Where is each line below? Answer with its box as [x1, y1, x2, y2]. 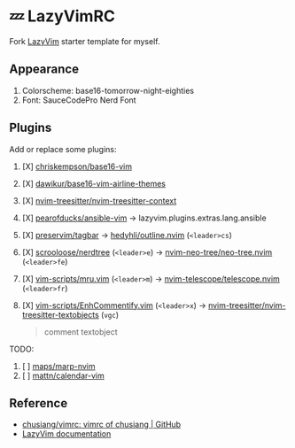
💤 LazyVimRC [9, 6, 116, 27]
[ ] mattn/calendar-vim [21, 370, 105, 381]
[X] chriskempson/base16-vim [21, 161, 133, 172]
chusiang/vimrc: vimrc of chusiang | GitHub [21, 419, 182, 430]
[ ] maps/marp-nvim [21, 360, 96, 371]
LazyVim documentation [21, 429, 112, 439]
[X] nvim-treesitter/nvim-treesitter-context [21, 195, 177, 205]
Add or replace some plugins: [9, 143, 117, 154]
